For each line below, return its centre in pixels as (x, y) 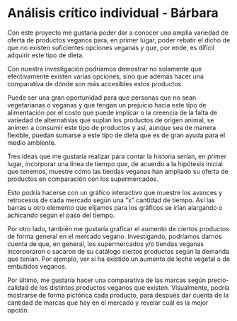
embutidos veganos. (37, 266)
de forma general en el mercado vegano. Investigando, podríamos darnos (115, 236)
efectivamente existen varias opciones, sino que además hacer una (105, 76)
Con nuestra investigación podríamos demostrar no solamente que (105, 69)
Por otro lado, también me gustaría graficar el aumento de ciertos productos (118, 228)
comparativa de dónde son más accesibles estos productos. (96, 83)
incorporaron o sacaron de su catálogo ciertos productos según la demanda (118, 251)
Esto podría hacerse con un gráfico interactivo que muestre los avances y (115, 192)
